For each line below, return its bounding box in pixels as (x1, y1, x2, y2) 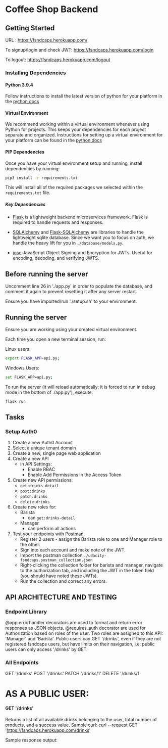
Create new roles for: (12, 504, 57, 510)
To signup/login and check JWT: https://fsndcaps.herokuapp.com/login (5, 47, 154, 53)
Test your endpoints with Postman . (12, 531, 85, 537)
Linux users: (5, 346, 31, 352)
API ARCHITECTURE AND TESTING (5, 593, 117, 601)
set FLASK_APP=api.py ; (5, 375, 53, 380)
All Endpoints (5, 659, 39, 666)
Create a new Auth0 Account (12, 440, 73, 446)
